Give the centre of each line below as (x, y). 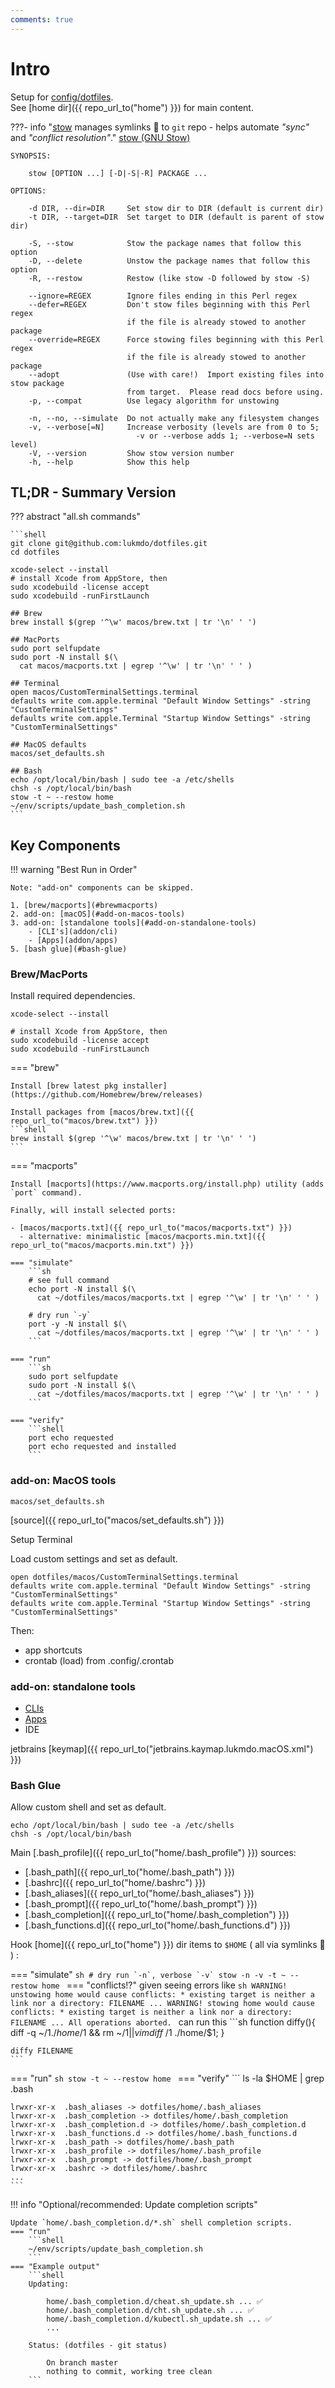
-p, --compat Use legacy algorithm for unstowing (154, 401)
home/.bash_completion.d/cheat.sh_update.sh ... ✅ (154, 2302)
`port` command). (46, 1193)
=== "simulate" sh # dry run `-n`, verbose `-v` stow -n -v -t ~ (148, 1975)
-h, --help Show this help (109, 462)
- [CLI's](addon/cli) (73, 932)
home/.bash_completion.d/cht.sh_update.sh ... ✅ (150, 2311)
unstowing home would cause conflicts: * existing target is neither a (162, 1995)
